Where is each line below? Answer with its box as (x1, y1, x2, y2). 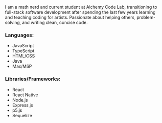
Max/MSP (12, 63, 32, 70)
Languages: (5, 32, 34, 38)
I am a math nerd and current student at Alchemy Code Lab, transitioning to (5, 4, 158, 10)
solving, (5, 19, 21, 25)
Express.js (12, 102, 33, 108)
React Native (12, 92, 38, 98)
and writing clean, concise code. (22, 19, 88, 25)
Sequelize (12, 112, 33, 118)
